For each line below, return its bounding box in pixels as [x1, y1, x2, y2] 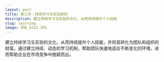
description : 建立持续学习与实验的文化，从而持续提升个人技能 [5, 16, 117, 21]
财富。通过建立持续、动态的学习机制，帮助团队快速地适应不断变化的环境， [5, 45, 155, 51]
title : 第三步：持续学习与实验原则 [5, 12, 68, 17]
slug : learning [5, 21, 36, 26]
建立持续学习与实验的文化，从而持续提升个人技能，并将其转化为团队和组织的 [5, 40, 159, 45]
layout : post [5, 7, 32, 12]
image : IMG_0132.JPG [5, 25, 47, 30]
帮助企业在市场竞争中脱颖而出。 [9, 52, 74, 58]
